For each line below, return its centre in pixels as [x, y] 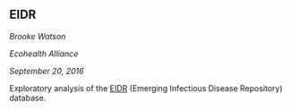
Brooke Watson [38, 36]
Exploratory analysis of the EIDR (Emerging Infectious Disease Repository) [146, 88]
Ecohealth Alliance [44, 54]
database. [28, 97]
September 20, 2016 [47, 71]
